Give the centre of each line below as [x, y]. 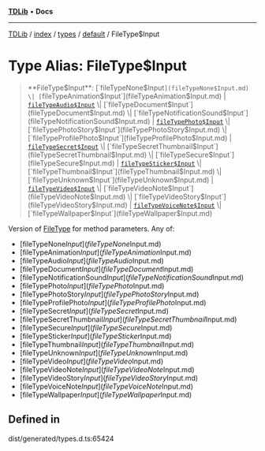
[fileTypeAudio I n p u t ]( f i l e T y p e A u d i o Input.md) [91, 260]
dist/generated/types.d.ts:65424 [61, 438]
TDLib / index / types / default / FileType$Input [84, 34]
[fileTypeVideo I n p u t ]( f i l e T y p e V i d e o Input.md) [91, 361]
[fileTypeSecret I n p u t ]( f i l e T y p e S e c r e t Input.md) [94, 311]
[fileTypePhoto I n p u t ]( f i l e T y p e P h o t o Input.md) [92, 285]
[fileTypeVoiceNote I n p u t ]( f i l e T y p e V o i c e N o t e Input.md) [106, 386]
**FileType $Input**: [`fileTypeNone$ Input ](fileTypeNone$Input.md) [138, 88]
